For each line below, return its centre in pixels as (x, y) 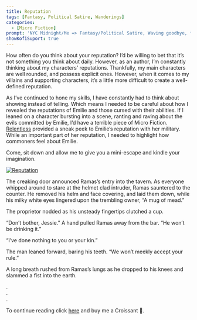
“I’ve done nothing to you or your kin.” (52, 240)
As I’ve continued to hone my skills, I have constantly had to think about (93, 98)
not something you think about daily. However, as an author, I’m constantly (96, 61)
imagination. (21, 159)
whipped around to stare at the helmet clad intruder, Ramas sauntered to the (98, 187)
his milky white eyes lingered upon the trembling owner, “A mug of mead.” (95, 200)
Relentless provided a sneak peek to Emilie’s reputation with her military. (93, 129)
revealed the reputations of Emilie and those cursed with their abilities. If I (95, 110)
